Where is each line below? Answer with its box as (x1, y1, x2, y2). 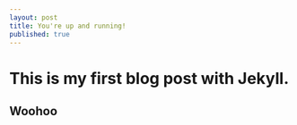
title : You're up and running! (9, 21, 127, 30)
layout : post (9, 12, 58, 22)
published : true (9, 29, 70, 38)
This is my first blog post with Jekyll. (9, 68, 290, 88)
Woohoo (9, 104, 58, 119)
